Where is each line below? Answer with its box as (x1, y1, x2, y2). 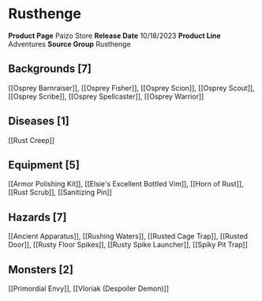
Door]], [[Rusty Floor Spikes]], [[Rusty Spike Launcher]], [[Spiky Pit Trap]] (8, 240, 249, 250)
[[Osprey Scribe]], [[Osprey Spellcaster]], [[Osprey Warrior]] (8, 92, 204, 101)
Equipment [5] (8, 158, 80, 171)
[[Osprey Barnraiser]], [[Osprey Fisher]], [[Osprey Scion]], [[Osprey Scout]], (8, 83, 255, 92)
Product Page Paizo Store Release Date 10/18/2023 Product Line (8, 31, 221, 40)
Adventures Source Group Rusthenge (8, 39, 132, 48)
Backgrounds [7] (8, 62, 92, 76)
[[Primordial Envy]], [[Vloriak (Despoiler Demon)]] (8, 284, 170, 293)
